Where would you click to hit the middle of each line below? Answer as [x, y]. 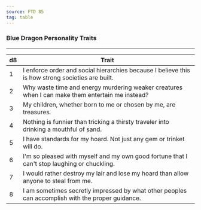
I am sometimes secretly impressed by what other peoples [105, 190]
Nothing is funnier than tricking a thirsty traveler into [96, 121]
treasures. [37, 112]
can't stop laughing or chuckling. [69, 163]
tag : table [20, 17]
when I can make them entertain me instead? [86, 95]
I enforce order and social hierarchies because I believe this [106, 70]
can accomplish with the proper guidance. [82, 198]
